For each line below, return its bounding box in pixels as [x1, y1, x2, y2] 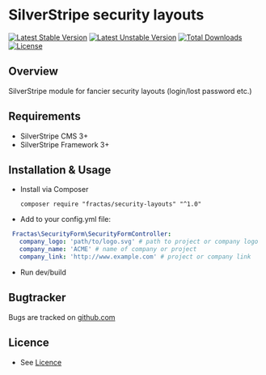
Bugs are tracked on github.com [8, 312, 116, 322]
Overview [8, 65, 59, 79]
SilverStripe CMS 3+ [19, 131, 89, 141]
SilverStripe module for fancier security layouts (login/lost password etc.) [8, 86, 252, 96]
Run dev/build [19, 267, 67, 277]
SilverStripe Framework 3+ [19, 139, 110, 149]
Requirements [8, 109, 81, 123]
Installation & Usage [8, 163, 112, 177]
